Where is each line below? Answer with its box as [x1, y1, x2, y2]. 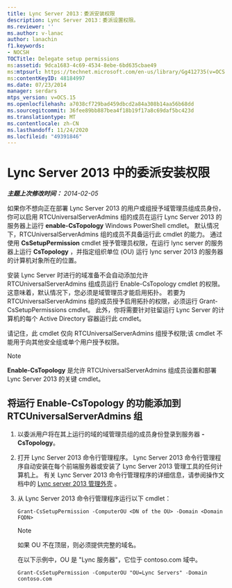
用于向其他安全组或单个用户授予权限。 [13, 338, 123, 346]
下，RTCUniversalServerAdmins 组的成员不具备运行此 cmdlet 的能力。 [7, 230, 209, 238]
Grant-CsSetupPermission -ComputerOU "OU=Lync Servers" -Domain [17, 569, 208, 576]
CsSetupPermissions [7, 306, 67, 314]
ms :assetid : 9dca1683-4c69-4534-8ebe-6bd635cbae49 [7, 62, 157, 69]
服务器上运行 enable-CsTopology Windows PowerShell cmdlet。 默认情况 [7, 222, 219, 230]
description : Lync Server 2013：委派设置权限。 [7, 17, 139, 24]
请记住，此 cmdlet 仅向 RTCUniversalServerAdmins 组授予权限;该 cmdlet [7, 329, 215, 338]
